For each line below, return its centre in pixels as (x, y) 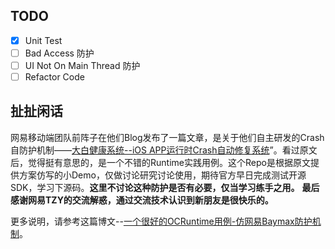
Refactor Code (54, 77)
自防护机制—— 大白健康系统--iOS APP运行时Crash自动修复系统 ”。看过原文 (164, 150)
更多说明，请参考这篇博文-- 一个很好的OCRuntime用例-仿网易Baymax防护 (161, 221)
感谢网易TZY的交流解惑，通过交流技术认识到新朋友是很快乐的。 (142, 200)
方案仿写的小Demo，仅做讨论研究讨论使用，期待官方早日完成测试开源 (162, 175)
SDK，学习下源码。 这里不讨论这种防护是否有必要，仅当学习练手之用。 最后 (165, 187)
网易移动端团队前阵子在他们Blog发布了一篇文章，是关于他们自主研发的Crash (167, 137)
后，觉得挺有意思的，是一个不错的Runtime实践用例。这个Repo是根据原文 (160, 162)
